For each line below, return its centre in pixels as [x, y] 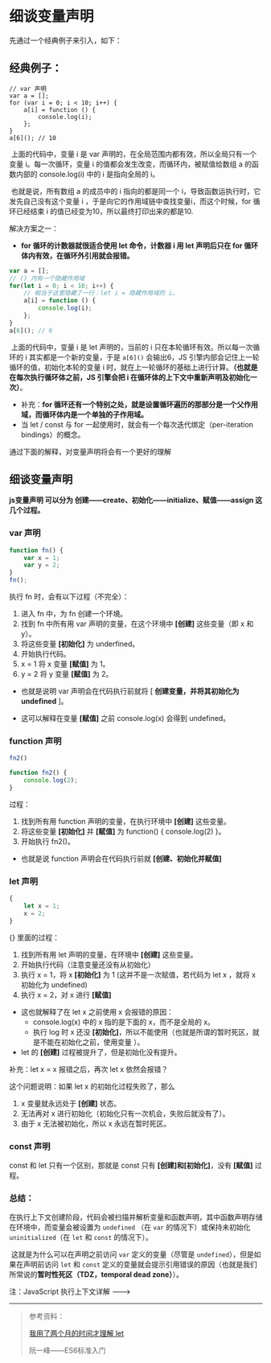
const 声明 [30, 1146]
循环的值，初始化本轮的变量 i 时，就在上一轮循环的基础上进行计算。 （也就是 [133, 367]
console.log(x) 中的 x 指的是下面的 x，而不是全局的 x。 [124, 1022]
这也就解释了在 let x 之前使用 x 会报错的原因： [97, 1011]
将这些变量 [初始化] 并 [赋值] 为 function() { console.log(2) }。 [123, 831]
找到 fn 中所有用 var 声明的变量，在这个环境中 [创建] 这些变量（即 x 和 [137, 624]
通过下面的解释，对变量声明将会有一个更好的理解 [90, 451]
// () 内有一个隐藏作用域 [47, 278]
